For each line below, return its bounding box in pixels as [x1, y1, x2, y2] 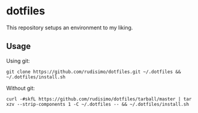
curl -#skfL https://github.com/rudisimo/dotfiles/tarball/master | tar [6, 96, 192, 102]
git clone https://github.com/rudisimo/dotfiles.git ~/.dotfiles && [6, 69, 181, 75]
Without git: [6, 84, 35, 91]
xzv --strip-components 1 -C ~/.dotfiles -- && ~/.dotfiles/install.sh [6, 101, 189, 107]
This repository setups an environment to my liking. [6, 24, 133, 31]
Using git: [6, 57, 30, 64]
